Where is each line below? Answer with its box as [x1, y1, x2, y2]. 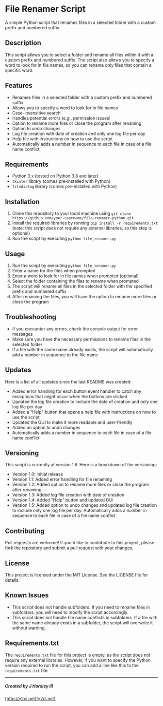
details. [5, 577, 20, 583]
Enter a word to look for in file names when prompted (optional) [12, 273, 139, 279]
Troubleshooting [5, 313, 57, 321]
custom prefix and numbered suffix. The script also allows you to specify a [5, 57, 154, 63]
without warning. [12, 625, 46, 630]
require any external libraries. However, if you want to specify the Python [5, 657, 151, 663]
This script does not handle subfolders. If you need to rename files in [12, 604, 150, 610]
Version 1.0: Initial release [12, 471, 63, 477]
